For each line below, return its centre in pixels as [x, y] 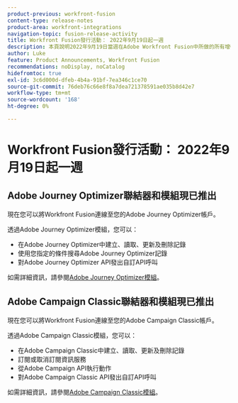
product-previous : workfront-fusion [61, 14]
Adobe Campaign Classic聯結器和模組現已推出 [111, 302]
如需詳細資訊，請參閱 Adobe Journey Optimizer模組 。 [85, 277]
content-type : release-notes [50, 21]
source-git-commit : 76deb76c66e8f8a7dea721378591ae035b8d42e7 [101, 87]
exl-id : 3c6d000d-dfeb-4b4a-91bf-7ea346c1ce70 [77, 80]
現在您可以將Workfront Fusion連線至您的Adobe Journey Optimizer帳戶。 [113, 214]
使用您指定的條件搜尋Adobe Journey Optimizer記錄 [92, 253]
